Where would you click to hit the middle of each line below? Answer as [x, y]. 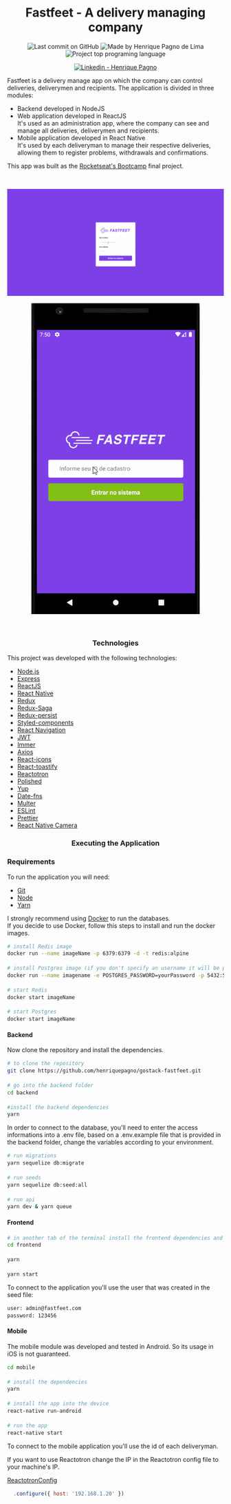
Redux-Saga [35, 708]
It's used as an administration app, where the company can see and [113, 123]
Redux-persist [37, 715]
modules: [20, 95]
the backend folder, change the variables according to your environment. [111, 1142]
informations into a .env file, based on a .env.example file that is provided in [114, 1135]
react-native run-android [44, 1411]
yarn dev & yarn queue [40, 1207]
